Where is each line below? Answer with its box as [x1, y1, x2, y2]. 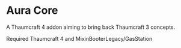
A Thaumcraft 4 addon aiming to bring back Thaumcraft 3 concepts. [6, 23, 176, 31]
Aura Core [6, 4, 58, 17]
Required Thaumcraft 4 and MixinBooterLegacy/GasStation [6, 35, 153, 42]
